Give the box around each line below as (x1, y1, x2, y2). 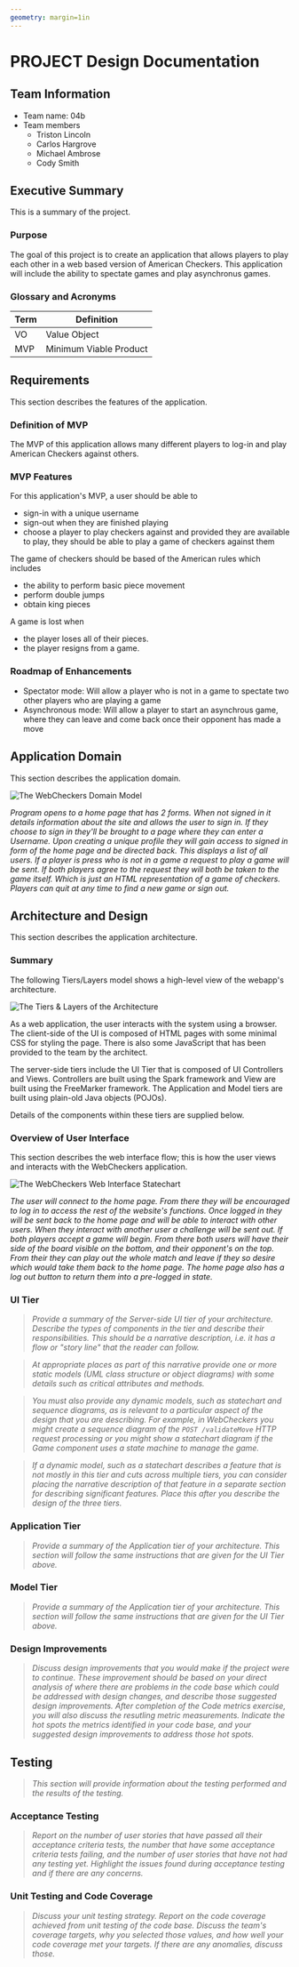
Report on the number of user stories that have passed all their (31, 1830, 263, 1841)
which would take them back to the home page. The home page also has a (10, 1262, 285, 1273)
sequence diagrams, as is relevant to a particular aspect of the (31, 1405, 264, 1416)
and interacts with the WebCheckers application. (10, 1161, 188, 1172)
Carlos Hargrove (35, 139, 97, 149)
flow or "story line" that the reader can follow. (31, 1342, 200, 1353)
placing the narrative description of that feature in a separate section (31, 1479, 287, 1489)
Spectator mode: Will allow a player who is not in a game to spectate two (22, 686, 289, 696)
